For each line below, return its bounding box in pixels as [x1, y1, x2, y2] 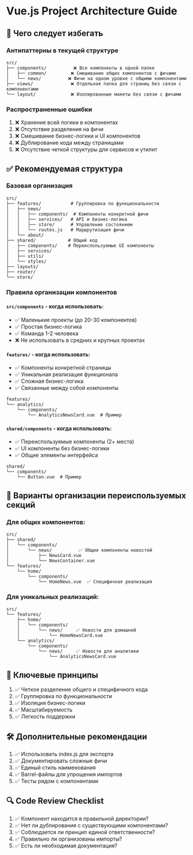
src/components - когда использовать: [6, 303, 104, 310]
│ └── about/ [6, 232, 44, 238]
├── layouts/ [6, 263, 39, 270]
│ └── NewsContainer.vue [6, 558, 95, 564]
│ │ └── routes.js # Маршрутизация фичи [6, 227, 125, 233]
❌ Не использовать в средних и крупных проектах [14, 336, 145, 344]
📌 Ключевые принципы [6, 670, 99, 680]
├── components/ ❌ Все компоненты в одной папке [6, 65, 155, 71]
